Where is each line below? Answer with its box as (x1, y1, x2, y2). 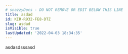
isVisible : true (5, 26, 39, 31)
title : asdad (5, 12, 33, 17)
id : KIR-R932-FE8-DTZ (5, 16, 51, 21)
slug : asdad (5, 21, 30, 26)
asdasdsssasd (5, 44, 35, 50)
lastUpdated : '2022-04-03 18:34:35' (5, 30, 82, 35)
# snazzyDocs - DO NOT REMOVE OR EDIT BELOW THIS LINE (5, 7, 123, 12)
